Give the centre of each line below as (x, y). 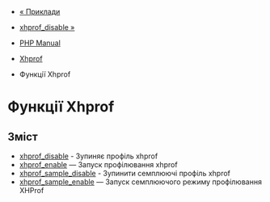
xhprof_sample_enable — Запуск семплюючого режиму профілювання (140, 182)
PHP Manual (40, 43)
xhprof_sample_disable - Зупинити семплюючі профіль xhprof (125, 173)
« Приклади (40, 12)
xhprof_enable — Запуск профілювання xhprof (99, 164)
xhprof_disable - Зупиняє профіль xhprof (89, 156)
